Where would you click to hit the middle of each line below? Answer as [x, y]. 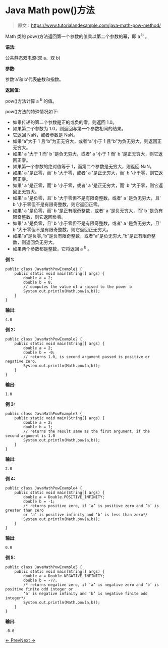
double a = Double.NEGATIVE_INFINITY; [64, 576]
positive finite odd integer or [39, 589]
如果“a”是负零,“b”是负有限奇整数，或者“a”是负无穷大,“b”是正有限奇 [82, 236]
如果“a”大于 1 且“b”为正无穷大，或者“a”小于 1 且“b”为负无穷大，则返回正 [87, 141]
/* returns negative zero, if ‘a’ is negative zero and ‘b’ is [91, 585]
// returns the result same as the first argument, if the [87, 431]
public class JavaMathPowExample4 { [44, 488]
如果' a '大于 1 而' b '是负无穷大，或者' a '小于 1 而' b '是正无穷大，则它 [85, 154]
